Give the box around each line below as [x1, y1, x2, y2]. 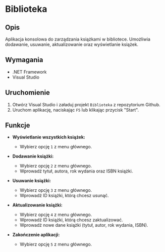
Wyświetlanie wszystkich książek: [12, 134, 86, 140]
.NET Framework [12, 69, 47, 75]
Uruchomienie [5, 88, 50, 97]
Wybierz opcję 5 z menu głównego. [19, 241, 92, 248]
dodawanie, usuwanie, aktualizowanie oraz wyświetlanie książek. [5, 42, 139, 47]
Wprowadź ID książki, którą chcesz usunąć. [19, 193, 109, 199]
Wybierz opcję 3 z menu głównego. [19, 187, 92, 193]
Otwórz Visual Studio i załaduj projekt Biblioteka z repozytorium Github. [12, 101, 161, 107]
